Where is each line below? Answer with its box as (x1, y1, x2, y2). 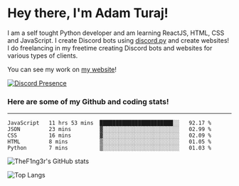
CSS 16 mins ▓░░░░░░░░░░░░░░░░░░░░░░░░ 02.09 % (7, 132, 212, 140)
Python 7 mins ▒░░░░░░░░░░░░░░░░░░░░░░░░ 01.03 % (7, 145, 212, 152)
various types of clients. (7, 51, 78, 60)
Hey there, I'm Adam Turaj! (7, 5, 169, 21)
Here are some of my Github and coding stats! (7, 96, 169, 106)
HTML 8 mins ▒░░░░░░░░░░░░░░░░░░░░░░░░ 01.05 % (7, 138, 212, 145)
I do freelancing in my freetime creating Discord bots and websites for (7, 43, 213, 52)
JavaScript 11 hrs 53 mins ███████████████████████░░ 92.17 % (7, 120, 212, 127)
